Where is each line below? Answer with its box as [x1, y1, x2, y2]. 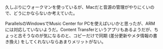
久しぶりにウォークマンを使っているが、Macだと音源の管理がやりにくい [5, 4, 150, 10]
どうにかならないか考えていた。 [13, 10, 78, 16]
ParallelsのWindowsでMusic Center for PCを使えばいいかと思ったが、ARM [5, 21, 155, 26]
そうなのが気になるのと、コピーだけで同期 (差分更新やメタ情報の [21, 33, 153, 38]
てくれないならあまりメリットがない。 [29, 39, 106, 45]
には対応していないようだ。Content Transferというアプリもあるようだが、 [5, 27, 155, 33]
